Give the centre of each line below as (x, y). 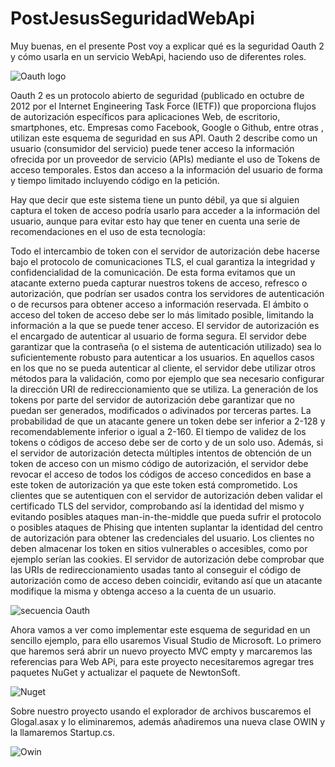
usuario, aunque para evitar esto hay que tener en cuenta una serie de (155, 221)
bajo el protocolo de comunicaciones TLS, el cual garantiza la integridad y (163, 261)
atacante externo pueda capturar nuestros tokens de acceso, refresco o (159, 283)
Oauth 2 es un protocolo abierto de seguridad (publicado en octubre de (157, 95)
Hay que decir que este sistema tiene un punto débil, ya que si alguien (155, 199)
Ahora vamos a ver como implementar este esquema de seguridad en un (160, 629)
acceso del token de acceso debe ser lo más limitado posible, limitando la (162, 314)
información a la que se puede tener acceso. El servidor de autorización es (165, 325)
